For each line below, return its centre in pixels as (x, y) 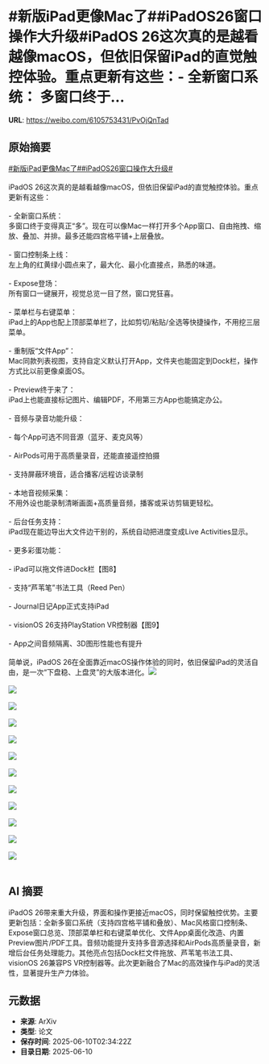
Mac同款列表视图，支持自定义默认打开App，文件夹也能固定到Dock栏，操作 (133, 360)
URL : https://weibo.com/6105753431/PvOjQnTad (89, 120)
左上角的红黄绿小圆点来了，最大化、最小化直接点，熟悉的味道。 (114, 264)
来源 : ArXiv (38, 1021)
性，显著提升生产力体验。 (51, 973)
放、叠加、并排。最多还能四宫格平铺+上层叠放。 (89, 235)
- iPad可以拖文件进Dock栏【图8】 (64, 568)
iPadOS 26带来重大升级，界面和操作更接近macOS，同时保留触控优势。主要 (133, 912)
